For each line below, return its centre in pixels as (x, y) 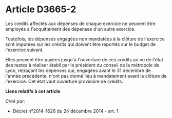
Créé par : (15, 101)
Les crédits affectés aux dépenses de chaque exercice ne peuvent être (80, 23)
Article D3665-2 (41, 9)
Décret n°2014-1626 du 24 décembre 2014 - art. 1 (65, 111)
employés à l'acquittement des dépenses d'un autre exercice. (71, 29)
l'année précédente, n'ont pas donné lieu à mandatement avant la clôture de (86, 76)
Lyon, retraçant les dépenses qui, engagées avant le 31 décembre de (78, 70)
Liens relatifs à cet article (33, 91)
